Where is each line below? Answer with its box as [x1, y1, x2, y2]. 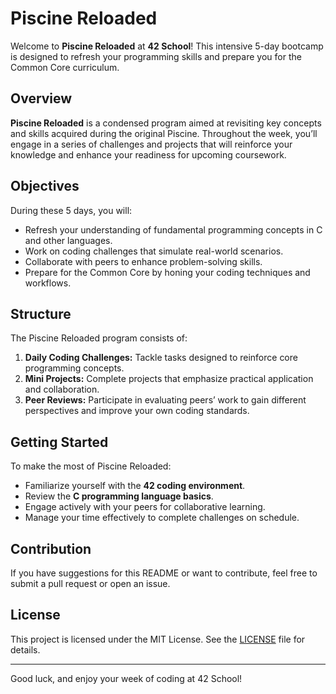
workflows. [24, 277, 72, 289]
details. [10, 643, 41, 656]
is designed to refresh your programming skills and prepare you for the [10, 50, 302, 62]
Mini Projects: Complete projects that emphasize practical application [24, 373, 314, 385]
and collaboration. [24, 383, 100, 396]
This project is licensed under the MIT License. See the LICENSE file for [10, 633, 306, 645]
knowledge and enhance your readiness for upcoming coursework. [10, 148, 287, 161]
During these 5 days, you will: [10, 204, 133, 216]
